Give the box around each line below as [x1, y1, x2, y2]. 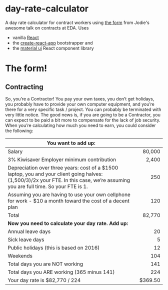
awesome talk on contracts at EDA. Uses [5, 24, 89, 30]
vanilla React [12, 34, 39, 40]
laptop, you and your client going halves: [7, 170, 103, 177]
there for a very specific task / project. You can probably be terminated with [5, 106, 161, 112]
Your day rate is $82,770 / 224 [7, 276, 81, 283]
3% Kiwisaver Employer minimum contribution [7, 156, 116, 163]
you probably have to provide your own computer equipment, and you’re [5, 101, 155, 107]
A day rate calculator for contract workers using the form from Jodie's [5, 19, 150, 25]
